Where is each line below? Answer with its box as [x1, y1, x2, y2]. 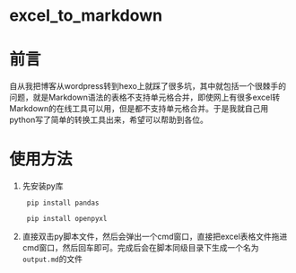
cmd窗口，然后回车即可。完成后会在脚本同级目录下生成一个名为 [22, 242, 259, 253]
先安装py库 [22, 181, 64, 191]
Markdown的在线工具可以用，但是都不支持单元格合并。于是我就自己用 [9, 103, 269, 114]
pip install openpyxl [26, 215, 108, 224]
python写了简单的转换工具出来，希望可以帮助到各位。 [9, 114, 208, 126]
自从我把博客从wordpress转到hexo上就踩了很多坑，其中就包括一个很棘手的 [9, 81, 287, 92]
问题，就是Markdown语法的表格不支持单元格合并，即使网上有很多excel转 [9, 92, 281, 103]
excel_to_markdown [9, 5, 163, 26]
